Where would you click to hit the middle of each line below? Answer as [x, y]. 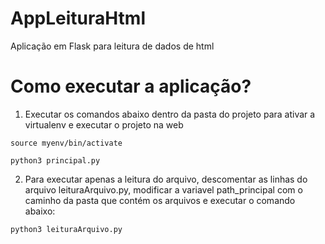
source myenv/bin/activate [66, 143]
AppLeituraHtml [78, 18]
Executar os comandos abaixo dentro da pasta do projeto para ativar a [170, 114]
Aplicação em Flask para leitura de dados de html [112, 46]
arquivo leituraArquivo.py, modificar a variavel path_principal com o [163, 189]
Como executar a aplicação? [131, 86]
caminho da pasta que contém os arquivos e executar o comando [160, 200]
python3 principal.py [55, 160]
